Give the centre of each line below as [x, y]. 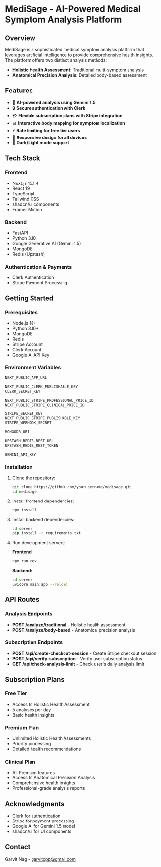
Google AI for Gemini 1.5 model [44, 826]
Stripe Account [28, 344]
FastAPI [20, 233]
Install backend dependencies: [43, 519]
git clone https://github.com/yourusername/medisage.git [72, 487]
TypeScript [23, 193]
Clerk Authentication [33, 277]
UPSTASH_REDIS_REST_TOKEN [32, 445]
